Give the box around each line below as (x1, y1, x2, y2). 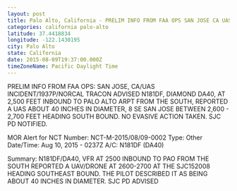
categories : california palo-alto (7, 23, 109, 30)
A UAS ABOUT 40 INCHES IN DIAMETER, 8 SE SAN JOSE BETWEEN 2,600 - (7, 104, 229, 113)
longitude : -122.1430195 (7, 37, 80, 44)
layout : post (7, 10, 46, 18)
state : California (7, 50, 61, 57)
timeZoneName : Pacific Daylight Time (7, 63, 119, 70)
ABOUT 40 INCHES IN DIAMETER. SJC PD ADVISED (7, 177, 159, 185)
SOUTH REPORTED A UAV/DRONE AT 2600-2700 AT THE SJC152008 (7, 161, 210, 170)
